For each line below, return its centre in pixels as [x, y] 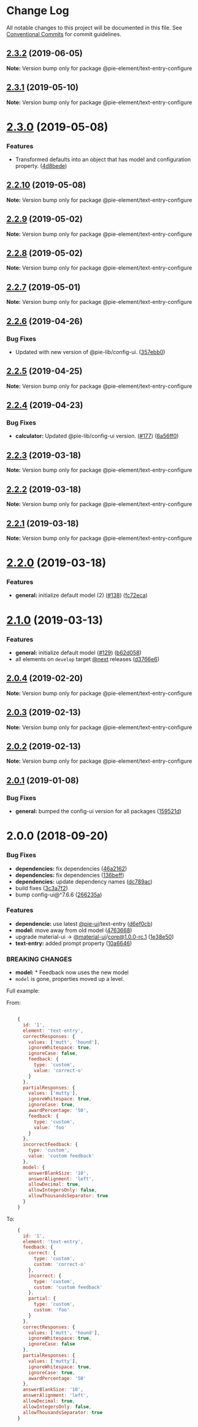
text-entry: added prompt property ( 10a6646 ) [74, 943]
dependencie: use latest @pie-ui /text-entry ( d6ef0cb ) [84, 923]
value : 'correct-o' [59, 1070]
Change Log [38, 11]
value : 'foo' [50, 1127]
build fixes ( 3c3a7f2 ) [42, 888]
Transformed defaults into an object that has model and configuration [103, 159]
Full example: [23, 991]
